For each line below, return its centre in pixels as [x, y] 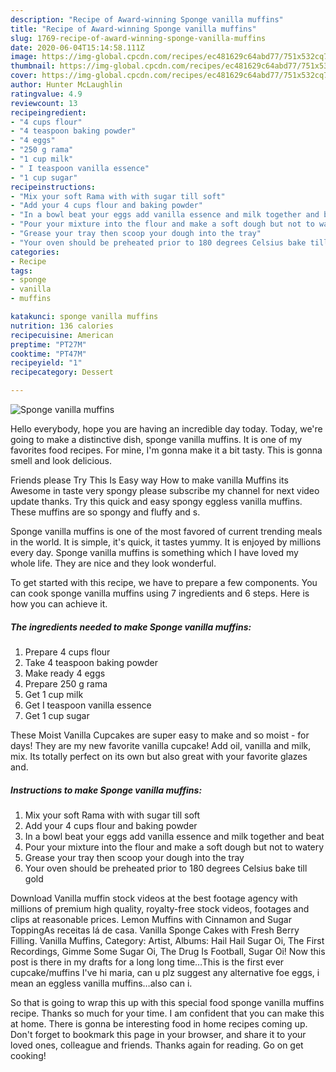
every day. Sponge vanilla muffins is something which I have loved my [154, 552]
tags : [21, 271]
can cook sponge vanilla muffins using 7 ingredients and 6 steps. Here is [160, 593]
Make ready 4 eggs [65, 673]
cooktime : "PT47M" [48, 354]
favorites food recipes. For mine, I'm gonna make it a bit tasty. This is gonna [166, 450]
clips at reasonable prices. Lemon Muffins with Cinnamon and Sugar [151, 919]
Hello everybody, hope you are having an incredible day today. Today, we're [166, 429]
